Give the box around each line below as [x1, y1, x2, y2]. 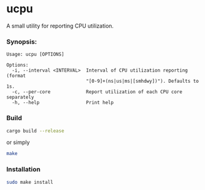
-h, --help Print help [12, 100, 114, 106]
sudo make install [6, 179, 53, 185]
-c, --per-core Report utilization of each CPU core [12, 89, 183, 95]
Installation [6, 165, 41, 173]
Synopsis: [6, 37, 37, 46]
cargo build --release [6, 127, 64, 134]
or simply [6, 139, 30, 146]
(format [6, 73, 26, 79]
